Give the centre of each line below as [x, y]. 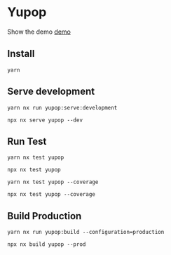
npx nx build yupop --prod [47, 244]
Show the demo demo [39, 32]
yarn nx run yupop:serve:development [62, 107]
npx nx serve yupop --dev [45, 120]
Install [21, 54]
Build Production [45, 216]
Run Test [27, 141]
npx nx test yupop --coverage [52, 195]
